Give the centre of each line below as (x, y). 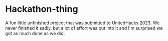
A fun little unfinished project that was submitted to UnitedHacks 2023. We (82, 23)
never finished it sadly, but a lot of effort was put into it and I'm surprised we (84, 28)
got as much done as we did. (35, 33)
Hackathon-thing (42, 9)
